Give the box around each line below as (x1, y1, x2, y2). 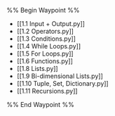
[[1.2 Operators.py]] (16, 27, 74, 35)
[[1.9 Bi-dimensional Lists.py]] (16, 72, 103, 80)
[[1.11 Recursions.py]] (16, 87, 78, 95)
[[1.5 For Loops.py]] (16, 49, 74, 58)
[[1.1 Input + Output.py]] (16, 20, 86, 27)
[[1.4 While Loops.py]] (16, 42, 81, 50)
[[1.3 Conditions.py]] (16, 34, 76, 43)
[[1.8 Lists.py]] (16, 65, 58, 72)
